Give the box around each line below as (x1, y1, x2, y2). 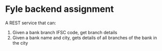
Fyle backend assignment (5, 3, 114, 15)
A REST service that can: (5, 20, 56, 26)
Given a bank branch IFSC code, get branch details (12, 29, 118, 35)
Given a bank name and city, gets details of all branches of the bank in (12, 35, 157, 41)
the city (12, 40, 28, 46)
